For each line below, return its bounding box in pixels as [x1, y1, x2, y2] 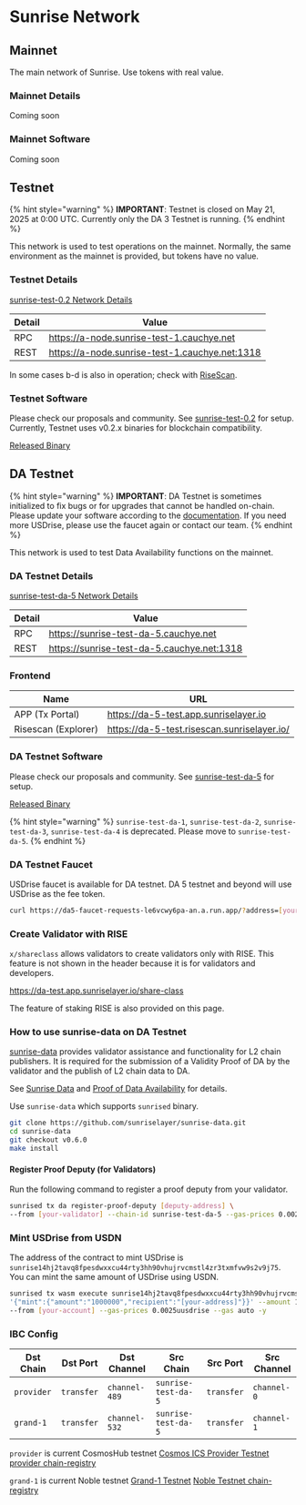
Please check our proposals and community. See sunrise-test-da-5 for [9, 771, 275, 782]
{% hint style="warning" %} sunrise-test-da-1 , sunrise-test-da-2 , [9, 816, 262, 827]
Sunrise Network [9, 6, 140, 27]
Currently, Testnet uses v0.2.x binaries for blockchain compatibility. [9, 422, 262, 433]
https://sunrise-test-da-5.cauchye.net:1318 [48, 642, 243, 655]
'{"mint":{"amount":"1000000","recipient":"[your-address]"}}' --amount [9, 1297, 291, 1307]
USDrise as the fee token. [9, 889, 106, 899]
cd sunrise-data [9, 1127, 71, 1136]
